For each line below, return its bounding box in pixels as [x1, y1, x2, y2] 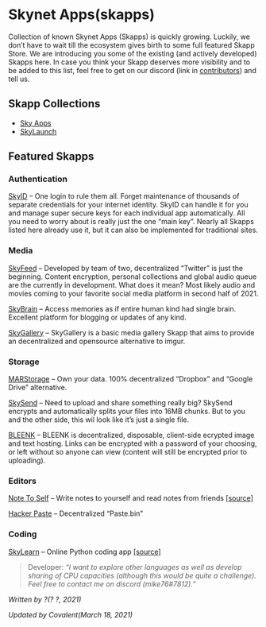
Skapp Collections [8, 97, 101, 110]
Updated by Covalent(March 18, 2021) [8, 610, 133, 619]
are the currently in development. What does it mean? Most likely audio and [8, 280, 256, 289]
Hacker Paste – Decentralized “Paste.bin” [8, 509, 144, 518]
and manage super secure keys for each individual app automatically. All [8, 208, 245, 218]
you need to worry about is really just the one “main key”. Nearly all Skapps [8, 217, 254, 226]
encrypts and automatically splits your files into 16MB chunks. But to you [8, 407, 246, 416]
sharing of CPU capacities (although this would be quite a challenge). [27, 571, 256, 580]
